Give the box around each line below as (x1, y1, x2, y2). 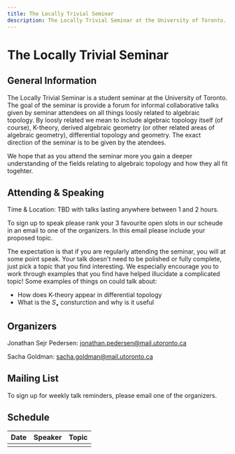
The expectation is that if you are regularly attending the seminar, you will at (7, 247, 226, 256)
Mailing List (7, 373, 59, 385)
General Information (7, 75, 97, 87)
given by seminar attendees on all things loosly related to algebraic (7, 108, 201, 116)
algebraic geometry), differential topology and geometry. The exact (7, 130, 201, 139)
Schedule (7, 411, 50, 424)
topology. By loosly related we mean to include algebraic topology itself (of (7, 116, 223, 124)
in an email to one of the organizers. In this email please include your (7, 226, 206, 235)
